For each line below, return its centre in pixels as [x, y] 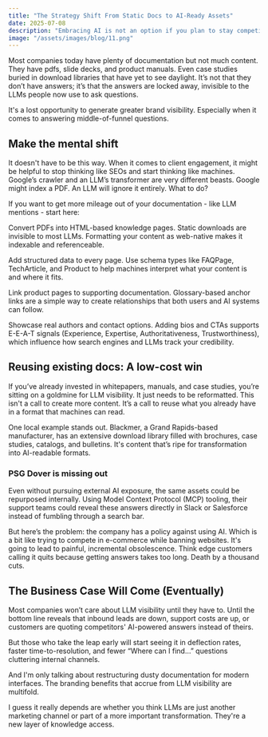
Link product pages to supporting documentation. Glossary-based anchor [130, 293]
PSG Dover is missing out [58, 474]
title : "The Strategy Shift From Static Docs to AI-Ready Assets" [121, 16]
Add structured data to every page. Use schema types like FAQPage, [121, 260]
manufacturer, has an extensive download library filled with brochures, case [133, 435]
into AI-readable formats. [49, 453]
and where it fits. [36, 277]
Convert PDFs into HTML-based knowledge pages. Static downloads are [128, 228]
